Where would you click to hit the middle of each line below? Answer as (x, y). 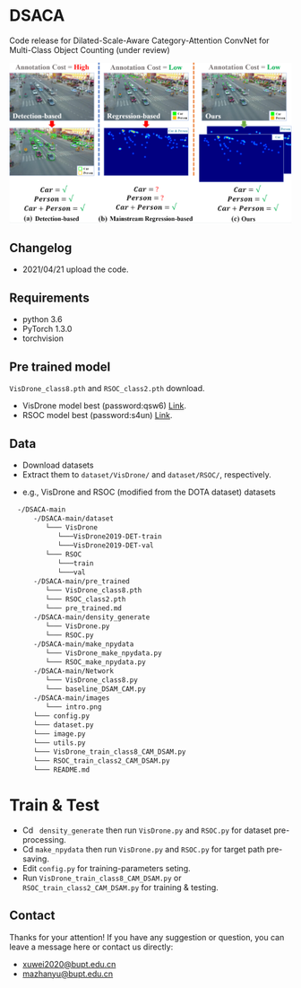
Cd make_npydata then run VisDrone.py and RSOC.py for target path (143, 849)
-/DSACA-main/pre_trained (81, 581)
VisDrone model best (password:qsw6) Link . (104, 406)
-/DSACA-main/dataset (73, 518)
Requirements (49, 297)
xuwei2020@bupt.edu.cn (69, 964)
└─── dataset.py (63, 725)
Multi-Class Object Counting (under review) (90, 49)
